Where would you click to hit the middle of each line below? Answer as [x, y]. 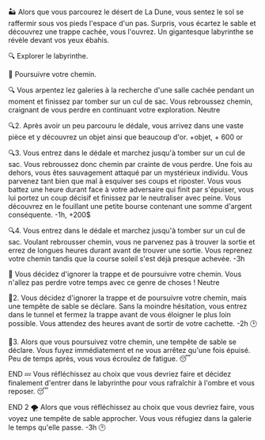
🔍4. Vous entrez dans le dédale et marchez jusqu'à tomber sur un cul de [127, 230]
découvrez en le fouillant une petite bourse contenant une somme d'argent [130, 206]
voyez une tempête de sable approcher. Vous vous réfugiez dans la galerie [130, 418]
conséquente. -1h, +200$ [49, 214]
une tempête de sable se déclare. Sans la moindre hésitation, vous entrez [128, 306]
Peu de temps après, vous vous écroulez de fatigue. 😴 [100, 358]
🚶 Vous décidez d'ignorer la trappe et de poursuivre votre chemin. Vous [125, 274]
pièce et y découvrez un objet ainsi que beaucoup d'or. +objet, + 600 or [126, 137]
